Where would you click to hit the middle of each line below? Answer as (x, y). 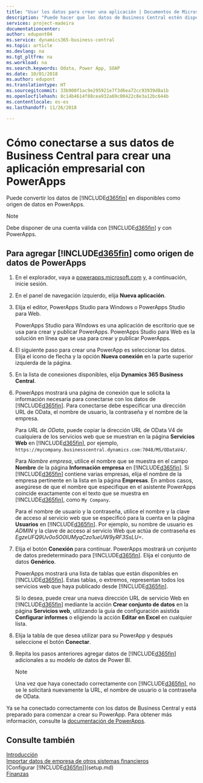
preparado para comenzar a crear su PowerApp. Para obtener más (89, 715)
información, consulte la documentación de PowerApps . (76, 721)
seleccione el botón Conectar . (53, 642)
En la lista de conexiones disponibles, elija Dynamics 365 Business (99, 375)
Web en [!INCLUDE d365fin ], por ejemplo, (67, 443)
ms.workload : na (27, 62)
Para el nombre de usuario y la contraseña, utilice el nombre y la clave (102, 511)
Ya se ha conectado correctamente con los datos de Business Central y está (101, 708)
